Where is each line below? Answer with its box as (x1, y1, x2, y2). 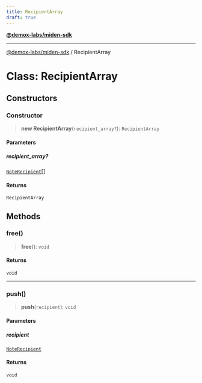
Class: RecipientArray (6, 69, 118, 83)
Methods (6, 211, 41, 222)
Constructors (6, 93, 58, 104)
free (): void (20, 243, 50, 250)
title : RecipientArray (6, 8, 63, 15)
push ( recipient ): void (20, 304, 76, 311)
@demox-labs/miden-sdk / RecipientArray (6, 48, 111, 55)
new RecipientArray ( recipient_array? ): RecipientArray (20, 125, 160, 132)
